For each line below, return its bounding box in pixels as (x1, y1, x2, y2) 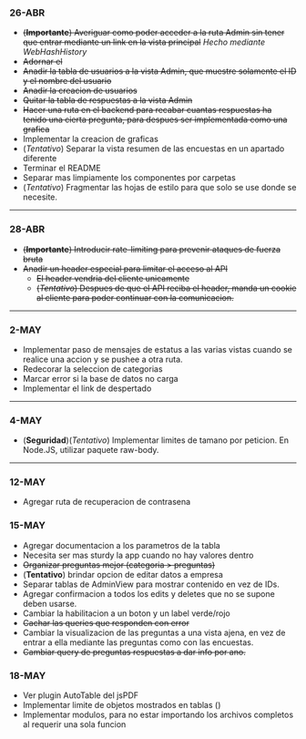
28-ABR (9, 223, 46, 236)
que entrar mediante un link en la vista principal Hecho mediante (22, 36, 266, 47)
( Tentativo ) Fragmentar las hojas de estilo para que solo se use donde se (22, 182, 297, 193)
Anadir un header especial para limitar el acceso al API (22, 262, 229, 274)
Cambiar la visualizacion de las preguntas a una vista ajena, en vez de (22, 627, 286, 638)
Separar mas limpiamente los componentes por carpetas (22, 172, 237, 183)
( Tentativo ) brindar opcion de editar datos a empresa (22, 569, 223, 580)
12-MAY (9, 476, 46, 488)
